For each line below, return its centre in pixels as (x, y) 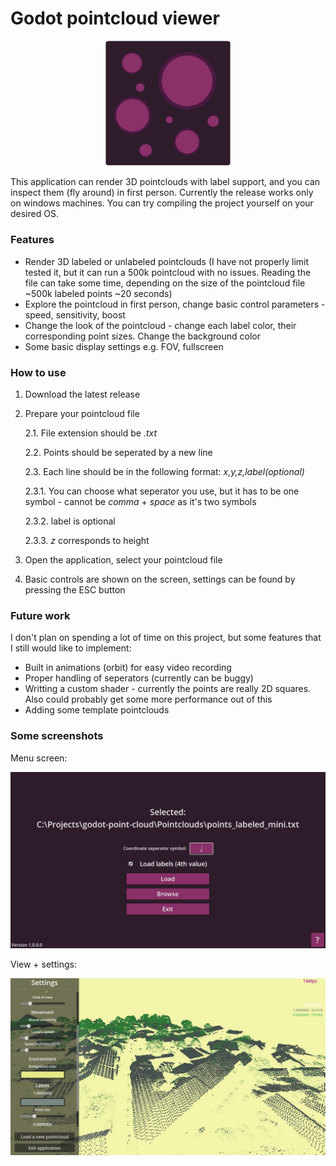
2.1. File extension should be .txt (91, 433)
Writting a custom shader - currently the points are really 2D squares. (168, 689)
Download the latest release (82, 394)
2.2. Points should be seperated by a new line (118, 452)
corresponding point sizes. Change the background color (142, 336)
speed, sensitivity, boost (75, 314)
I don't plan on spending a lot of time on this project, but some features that (166, 638)
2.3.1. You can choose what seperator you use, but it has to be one (162, 491)
